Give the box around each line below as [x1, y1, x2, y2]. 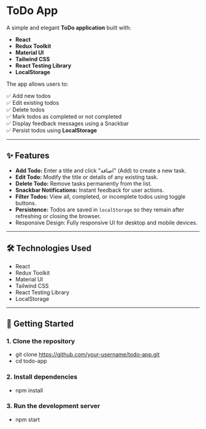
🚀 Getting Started [6, 318, 74, 328]
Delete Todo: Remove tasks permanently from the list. [15, 180, 152, 187]
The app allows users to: [6, 80, 69, 88]
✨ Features [6, 151, 50, 161]
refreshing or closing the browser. [15, 212, 101, 219]
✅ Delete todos [6, 105, 45, 113]
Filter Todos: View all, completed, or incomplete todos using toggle [15, 192, 186, 200]
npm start [15, 416, 40, 423]
